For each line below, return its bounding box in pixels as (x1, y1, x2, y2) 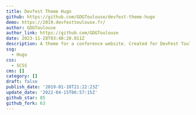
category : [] (6, 73, 38, 79)
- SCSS (11, 62, 27, 69)
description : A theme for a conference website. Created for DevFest (6, 41, 179, 47)
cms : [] (6, 68, 25, 74)
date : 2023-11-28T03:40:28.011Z (6, 35, 85, 41)
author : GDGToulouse (6, 24, 57, 31)
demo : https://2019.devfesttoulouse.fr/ (6, 19, 106, 25)
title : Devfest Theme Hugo (6, 8, 72, 15)
